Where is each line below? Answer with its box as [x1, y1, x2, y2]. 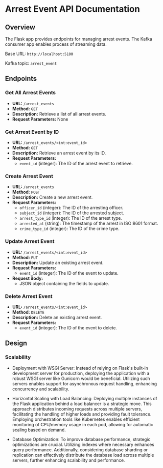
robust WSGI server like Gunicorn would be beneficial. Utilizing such [12, 375, 150, 381]
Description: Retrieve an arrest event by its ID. [12, 150, 106, 156]
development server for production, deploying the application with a [12, 370, 150, 376]
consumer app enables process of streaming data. [5, 41, 107, 47]
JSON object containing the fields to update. [19, 280, 109, 286]
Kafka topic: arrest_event [5, 60, 57, 66]
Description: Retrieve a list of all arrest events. [12, 111, 107, 117]
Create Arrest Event [5, 173, 53, 179]
